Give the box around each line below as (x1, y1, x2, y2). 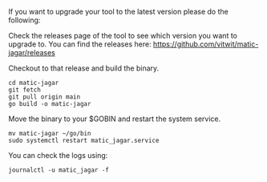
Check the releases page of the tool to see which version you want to (8, 31, 238, 40)
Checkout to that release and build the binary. (8, 63, 160, 73)
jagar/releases (8, 48, 56, 57)
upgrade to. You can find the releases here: (8, 39, 152, 49)
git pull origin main (8, 93, 81, 101)
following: (8, 15, 41, 25)
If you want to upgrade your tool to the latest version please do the (8, 7, 229, 16)
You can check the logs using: (8, 151, 108, 160)
